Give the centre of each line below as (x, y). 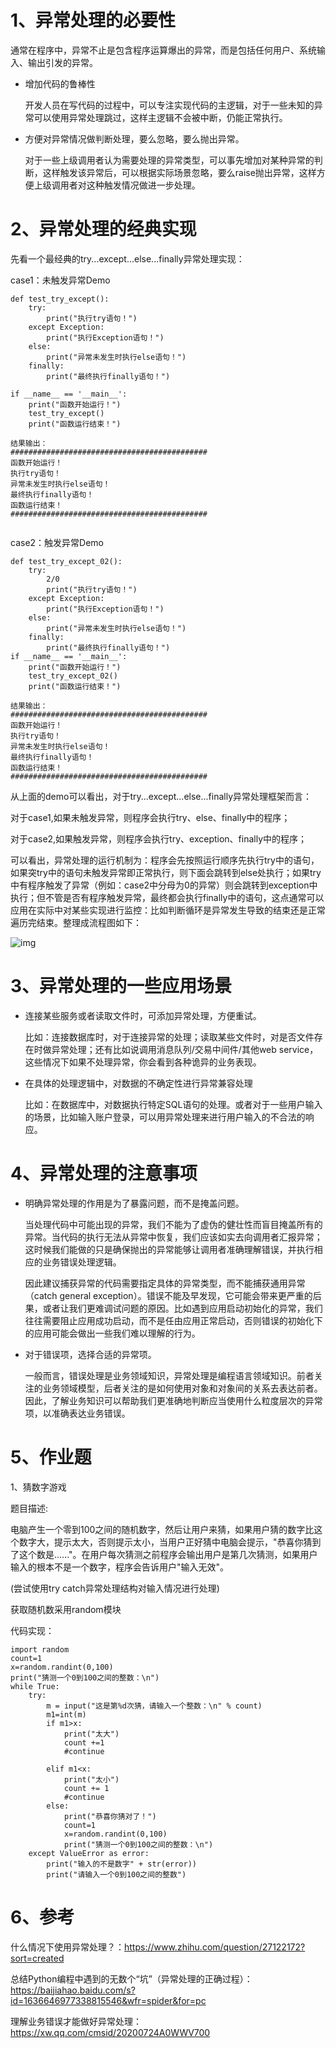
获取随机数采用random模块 (66, 1609)
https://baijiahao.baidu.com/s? (73, 1990)
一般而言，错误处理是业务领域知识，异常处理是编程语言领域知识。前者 (169, 1375)
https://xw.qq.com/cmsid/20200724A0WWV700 (110, 2032)
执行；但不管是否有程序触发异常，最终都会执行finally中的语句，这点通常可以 (167, 897)
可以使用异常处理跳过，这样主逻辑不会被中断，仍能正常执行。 (160, 117)
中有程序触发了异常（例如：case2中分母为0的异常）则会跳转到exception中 (164, 885)
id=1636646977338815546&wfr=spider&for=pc (108, 2000)
